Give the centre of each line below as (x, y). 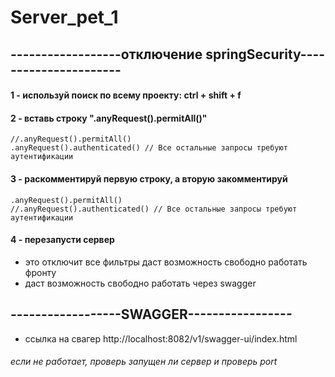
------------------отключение (106, 54)
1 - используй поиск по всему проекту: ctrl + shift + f (126, 95)
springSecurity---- (265, 54)
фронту (40, 272)
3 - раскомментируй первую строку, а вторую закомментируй (149, 178)
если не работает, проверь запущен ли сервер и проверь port (144, 362)
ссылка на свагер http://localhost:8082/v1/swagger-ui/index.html (161, 338)
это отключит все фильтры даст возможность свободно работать (166, 262)
